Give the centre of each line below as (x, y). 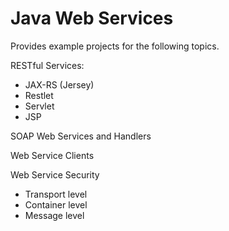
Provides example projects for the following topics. (115, 46)
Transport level (56, 194)
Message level (54, 215)
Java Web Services (92, 18)
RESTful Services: (47, 65)
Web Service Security (55, 174)
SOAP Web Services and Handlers (81, 136)
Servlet (39, 106)
